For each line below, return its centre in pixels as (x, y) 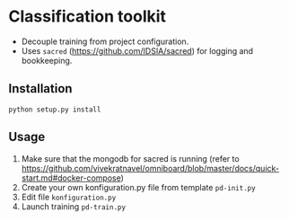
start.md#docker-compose (71, 178)
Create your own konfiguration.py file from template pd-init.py (139, 187)
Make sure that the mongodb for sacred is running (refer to (130, 158)
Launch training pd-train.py (74, 206)
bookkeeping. (47, 60)
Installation (40, 88)
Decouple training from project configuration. (105, 41)
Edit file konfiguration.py (69, 197)
